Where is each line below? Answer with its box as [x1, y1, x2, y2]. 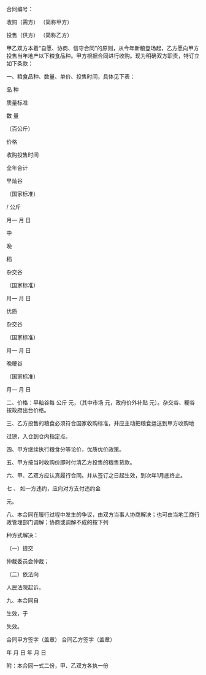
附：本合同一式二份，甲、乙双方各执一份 [6, 662, 109, 669]
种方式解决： [6, 531, 39, 539]
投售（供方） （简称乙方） [6, 31, 72, 39]
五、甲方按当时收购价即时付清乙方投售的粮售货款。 [6, 459, 135, 466]
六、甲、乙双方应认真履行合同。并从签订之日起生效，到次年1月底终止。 [6, 472, 186, 479]
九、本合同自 [6, 597, 39, 604]
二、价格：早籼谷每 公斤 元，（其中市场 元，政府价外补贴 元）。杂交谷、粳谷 [6, 399, 195, 406]
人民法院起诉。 [6, 584, 44, 591]
